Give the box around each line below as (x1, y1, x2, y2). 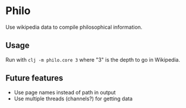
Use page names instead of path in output (13, 89, 116, 96)
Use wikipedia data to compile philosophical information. (5, 23, 143, 31)
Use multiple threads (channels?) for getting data (13, 95, 133, 102)
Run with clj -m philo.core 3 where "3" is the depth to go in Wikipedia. (5, 56, 180, 63)
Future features (5, 73, 63, 83)
